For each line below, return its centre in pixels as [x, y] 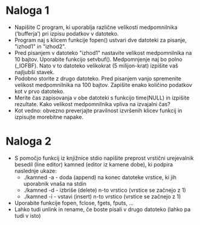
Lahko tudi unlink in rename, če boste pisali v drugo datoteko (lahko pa [102, 209]
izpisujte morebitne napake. [49, 117]
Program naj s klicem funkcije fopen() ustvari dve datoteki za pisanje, [100, 40]
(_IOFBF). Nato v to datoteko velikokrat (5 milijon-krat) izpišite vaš [96, 65]
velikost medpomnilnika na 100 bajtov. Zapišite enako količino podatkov [103, 84]
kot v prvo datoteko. [39, 91]
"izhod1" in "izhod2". [40, 46]
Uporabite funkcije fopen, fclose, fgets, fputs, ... [74, 203]
